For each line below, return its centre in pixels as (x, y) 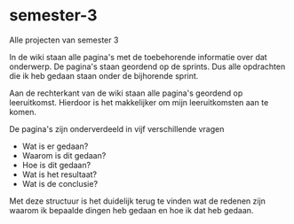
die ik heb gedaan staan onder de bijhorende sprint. (104, 75)
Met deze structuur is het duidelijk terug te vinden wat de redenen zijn (138, 201)
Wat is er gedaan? (55, 146)
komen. (23, 112)
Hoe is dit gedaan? (56, 165)
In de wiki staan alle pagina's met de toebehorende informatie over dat (139, 57)
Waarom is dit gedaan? (64, 155)
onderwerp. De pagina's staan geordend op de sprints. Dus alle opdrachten (147, 66)
